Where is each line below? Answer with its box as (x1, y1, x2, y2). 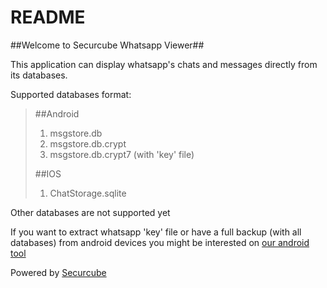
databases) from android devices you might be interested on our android (10, 236, 310, 248)
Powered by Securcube (10, 266, 107, 278)
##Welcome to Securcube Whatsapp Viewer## (10, 39, 205, 51)
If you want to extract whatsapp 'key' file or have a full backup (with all (10, 226, 302, 238)
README (10, 6, 86, 29)
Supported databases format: (10, 88, 132, 100)
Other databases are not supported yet (10, 206, 171, 218)
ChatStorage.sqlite (49, 187, 127, 199)
